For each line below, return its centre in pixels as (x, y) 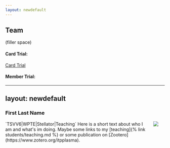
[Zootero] (118, 134)
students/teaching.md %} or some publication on (56, 134)
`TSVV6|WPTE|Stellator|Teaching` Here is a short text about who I (74, 124)
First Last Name (25, 113)
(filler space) (18, 42)
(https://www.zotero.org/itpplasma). (43, 140)
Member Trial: (20, 77)
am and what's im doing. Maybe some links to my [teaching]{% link (75, 129)
